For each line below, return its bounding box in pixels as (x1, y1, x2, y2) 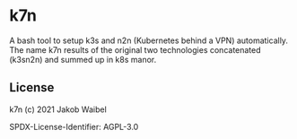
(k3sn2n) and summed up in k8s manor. (9, 54, 157, 65)
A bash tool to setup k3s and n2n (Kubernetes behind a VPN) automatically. (9, 35, 289, 46)
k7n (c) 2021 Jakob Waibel (9, 104, 108, 115)
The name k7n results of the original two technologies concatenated (9, 44, 262, 55)
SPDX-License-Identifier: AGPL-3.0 (9, 121, 139, 132)
